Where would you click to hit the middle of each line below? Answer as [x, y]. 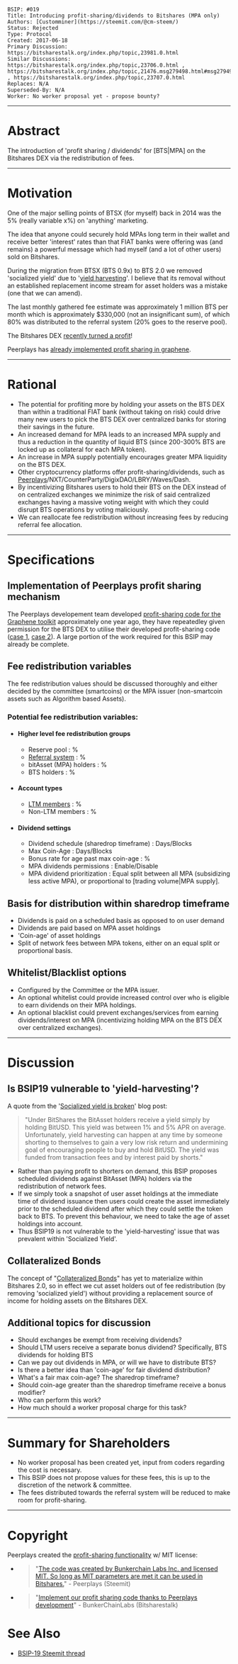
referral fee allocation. [50, 524]
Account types [40, 788]
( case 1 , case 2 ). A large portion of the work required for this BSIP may [110, 636]
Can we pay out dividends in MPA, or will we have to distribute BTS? [117, 1362]
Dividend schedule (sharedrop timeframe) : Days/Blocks [110, 844]
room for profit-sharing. [52, 1500]
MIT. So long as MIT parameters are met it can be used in [119, 1576]
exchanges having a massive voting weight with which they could [113, 502]
